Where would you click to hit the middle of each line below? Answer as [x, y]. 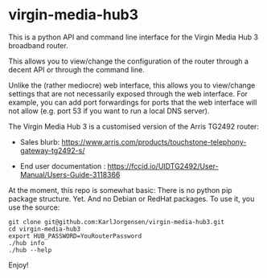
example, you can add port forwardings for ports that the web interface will [133, 102]
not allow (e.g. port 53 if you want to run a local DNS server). [109, 111]
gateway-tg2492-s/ [52, 150]
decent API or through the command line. [76, 69]
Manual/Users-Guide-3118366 [70, 174]
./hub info [27, 243]
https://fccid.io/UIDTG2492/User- [163, 166]
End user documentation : [63, 166]
